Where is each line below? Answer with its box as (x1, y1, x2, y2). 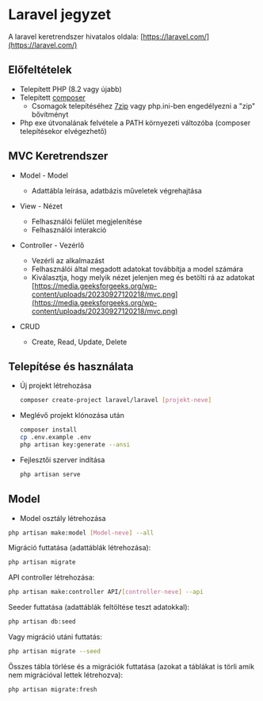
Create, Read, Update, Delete (31, 337, 128, 347)
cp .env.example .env (19, 434, 91, 442)
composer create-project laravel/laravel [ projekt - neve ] (19, 396, 212, 404)
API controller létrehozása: (8, 573, 95, 582)
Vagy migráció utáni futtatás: (8, 632, 103, 642)
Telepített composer (19, 93, 86, 102)
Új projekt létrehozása (19, 381, 92, 390)
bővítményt (31, 109, 69, 119)
